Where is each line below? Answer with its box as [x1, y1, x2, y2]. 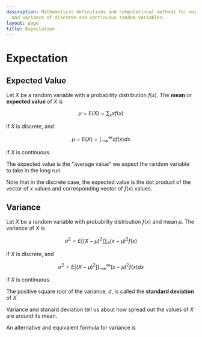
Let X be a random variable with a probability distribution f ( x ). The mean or [6, 92, 192, 99]
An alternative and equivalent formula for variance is [6, 324, 136, 332]
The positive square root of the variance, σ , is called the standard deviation [6, 288, 194, 295]
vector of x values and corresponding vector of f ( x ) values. [6, 184, 153, 192]
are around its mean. [6, 312, 58, 320]
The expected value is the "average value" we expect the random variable [6, 160, 190, 168]
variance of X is [6, 224, 45, 232]
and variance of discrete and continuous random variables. [11, 14, 165, 20]
